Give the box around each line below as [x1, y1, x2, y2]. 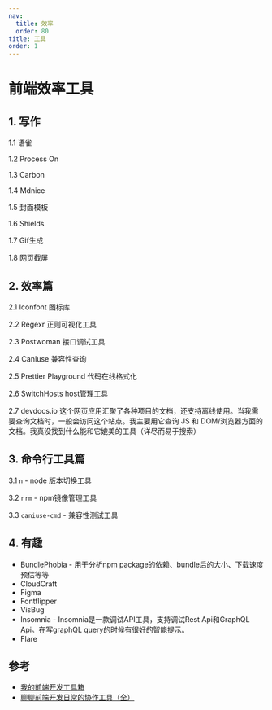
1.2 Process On [8, 154, 59, 164]
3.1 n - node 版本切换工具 [8, 476, 92, 485]
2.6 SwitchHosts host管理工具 [8, 388, 108, 398]
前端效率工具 [8, 80, 95, 99]
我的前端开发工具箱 [19, 682, 85, 692]
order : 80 [15, 27, 49, 35]
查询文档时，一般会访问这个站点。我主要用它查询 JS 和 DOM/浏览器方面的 [15, 416, 264, 426]
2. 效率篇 [8, 278, 54, 293]
